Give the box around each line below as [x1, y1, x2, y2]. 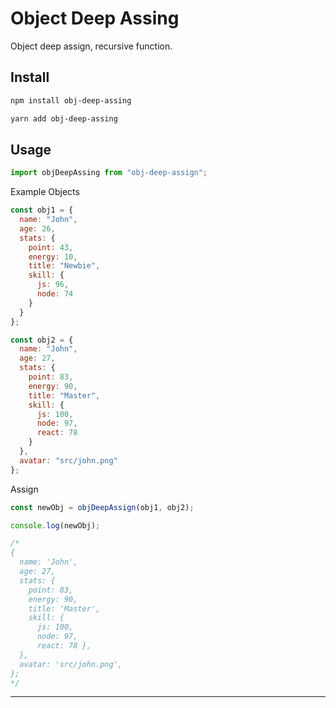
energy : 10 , [28, 252, 78, 262]
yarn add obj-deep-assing [10, 113, 118, 124]
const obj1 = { [10, 205, 74, 216]
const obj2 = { [10, 335, 74, 345]
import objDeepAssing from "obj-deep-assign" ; [10, 168, 208, 178]
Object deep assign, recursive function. [10, 40, 173, 52]
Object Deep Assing [10, 7, 180, 30]
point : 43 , [28, 242, 74, 252]
